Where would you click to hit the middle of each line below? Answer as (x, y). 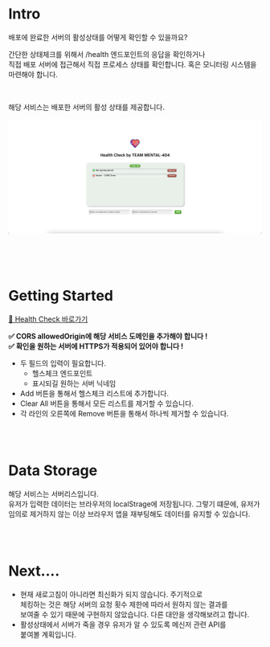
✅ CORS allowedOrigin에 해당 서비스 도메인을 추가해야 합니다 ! (108, 336)
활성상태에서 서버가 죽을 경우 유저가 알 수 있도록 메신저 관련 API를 (123, 624)
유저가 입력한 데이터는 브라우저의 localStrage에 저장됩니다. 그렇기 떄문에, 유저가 (134, 504)
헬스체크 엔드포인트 (62, 373)
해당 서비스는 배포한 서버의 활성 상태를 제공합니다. (87, 107)
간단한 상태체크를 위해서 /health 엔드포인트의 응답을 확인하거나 (107, 54)
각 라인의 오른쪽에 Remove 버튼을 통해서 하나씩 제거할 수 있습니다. (124, 413)
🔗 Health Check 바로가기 (48, 319)
